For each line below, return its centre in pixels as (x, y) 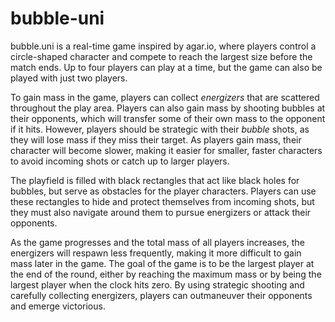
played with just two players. (69, 78)
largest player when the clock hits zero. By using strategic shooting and (157, 284)
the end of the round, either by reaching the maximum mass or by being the (166, 274)
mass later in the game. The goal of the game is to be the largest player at (162, 263)
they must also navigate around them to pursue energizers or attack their (161, 212)
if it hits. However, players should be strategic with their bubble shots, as (160, 129)
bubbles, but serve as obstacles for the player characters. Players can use (163, 191)
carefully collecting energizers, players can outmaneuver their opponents (161, 295)
